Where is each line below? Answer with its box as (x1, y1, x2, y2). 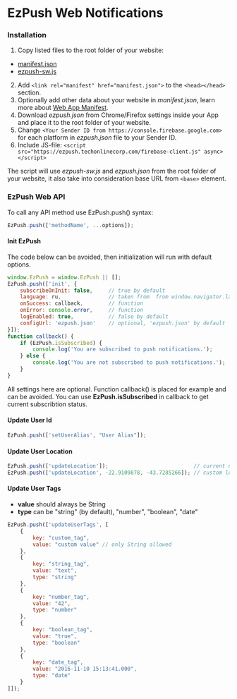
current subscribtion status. (7, 400, 88, 408)
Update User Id (7, 416, 52, 425)
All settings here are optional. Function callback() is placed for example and (7, 384, 227, 393)
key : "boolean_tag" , (32, 626, 93, 633)
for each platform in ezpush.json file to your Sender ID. (17, 133, 177, 142)
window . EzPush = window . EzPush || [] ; (7, 274, 121, 281)
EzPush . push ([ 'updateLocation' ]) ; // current (7, 463, 226, 470)
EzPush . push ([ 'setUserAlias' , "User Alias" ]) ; (7, 432, 147, 439)
